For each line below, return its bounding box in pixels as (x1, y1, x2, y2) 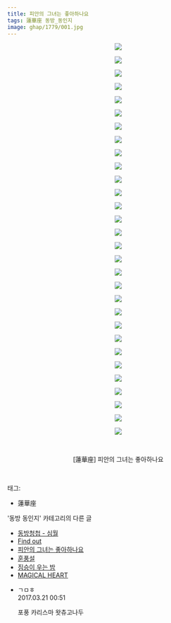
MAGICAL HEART (17, 571, 68, 580)
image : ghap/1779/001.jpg (7, 23, 83, 30)
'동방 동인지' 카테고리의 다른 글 (7, 514, 92, 523)
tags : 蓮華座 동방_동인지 (7, 17, 72, 24)
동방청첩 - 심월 (17, 529, 58, 537)
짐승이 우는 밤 (17, 563, 56, 571)
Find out (17, 537, 42, 545)
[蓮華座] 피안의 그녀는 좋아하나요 (72, 455, 164, 464)
